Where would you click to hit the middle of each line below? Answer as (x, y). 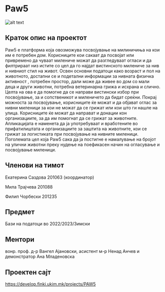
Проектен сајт (28, 272)
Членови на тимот (34, 166)
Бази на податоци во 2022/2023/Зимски (48, 224)
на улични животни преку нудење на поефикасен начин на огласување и (82, 145)
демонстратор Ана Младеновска (40, 257)
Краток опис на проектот (46, 38)
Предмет (20, 212)
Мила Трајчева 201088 (29, 187)
